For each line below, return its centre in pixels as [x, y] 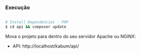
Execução [18, 7]
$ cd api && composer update [36, 27]
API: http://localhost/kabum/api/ [46, 46]
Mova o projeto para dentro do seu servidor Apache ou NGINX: [70, 36]
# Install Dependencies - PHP [37, 22]
